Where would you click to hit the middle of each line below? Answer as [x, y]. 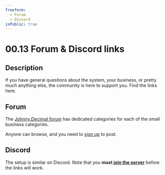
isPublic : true [21, 24]
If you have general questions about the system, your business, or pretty [81, 80]
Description [24, 68]
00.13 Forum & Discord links [65, 49]
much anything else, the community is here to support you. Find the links [81, 85]
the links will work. [25, 167]
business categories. [27, 124]
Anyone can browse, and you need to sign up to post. [61, 134]
